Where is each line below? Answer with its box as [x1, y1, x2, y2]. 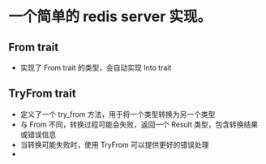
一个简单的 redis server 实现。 [8, 7, 212, 26]
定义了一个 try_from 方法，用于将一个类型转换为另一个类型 [19, 109, 216, 119]
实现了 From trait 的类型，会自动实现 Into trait [19, 63, 172, 72]
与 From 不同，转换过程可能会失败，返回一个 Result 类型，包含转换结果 [19, 119, 258, 129]
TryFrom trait [8, 87, 76, 101]
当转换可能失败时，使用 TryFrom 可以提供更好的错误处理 [19, 140, 209, 149]
